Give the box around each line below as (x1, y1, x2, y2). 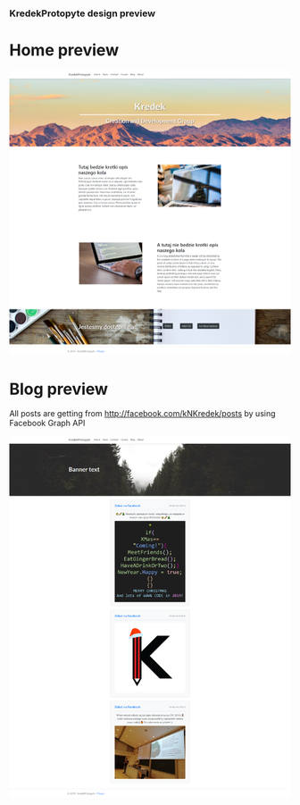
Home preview (9, 40, 119, 61)
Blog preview (9, 379, 109, 399)
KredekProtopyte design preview (9, 7, 156, 20)
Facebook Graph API (9, 418, 86, 429)
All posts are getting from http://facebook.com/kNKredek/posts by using (9, 408, 276, 419)
